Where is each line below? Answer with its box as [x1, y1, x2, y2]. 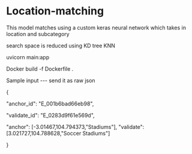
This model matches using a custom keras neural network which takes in [6, 24, 186, 31]
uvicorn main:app [6, 53, 50, 61]
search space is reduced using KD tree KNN [6, 42, 115, 49]
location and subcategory [6, 30, 70, 37]
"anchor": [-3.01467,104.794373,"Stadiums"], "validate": [6, 123, 145, 130]
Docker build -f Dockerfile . [6, 65, 74, 73]
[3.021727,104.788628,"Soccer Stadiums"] [6, 129, 110, 137]
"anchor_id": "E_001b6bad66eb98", [6, 100, 94, 107]
